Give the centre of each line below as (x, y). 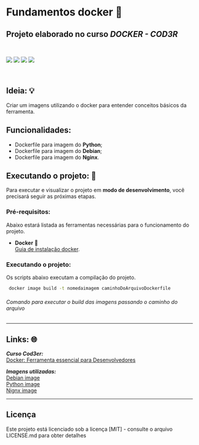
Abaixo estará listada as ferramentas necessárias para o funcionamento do (98, 225)
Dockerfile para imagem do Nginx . (57, 157)
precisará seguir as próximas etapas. (51, 196)
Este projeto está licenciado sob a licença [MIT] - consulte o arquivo (89, 429)
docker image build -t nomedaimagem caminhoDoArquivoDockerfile (89, 289)
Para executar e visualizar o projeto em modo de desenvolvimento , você (95, 190)
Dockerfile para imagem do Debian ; (58, 151)
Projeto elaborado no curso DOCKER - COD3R (92, 34)
